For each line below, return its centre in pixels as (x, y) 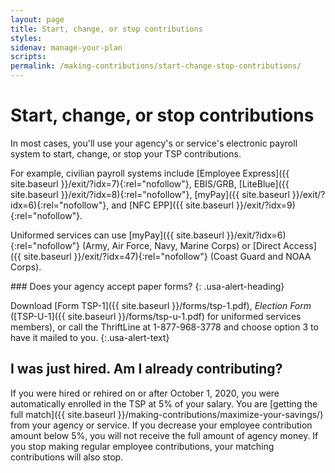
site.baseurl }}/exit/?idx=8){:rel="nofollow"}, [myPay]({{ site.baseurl (150, 194)
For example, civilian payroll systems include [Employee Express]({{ (150, 173)
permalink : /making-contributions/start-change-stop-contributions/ (156, 66)
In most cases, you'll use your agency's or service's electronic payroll (154, 143)
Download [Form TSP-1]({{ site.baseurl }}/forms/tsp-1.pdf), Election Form (161, 305)
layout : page (37, 19)
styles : (26, 38)
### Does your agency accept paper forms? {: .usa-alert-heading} (147, 286)
